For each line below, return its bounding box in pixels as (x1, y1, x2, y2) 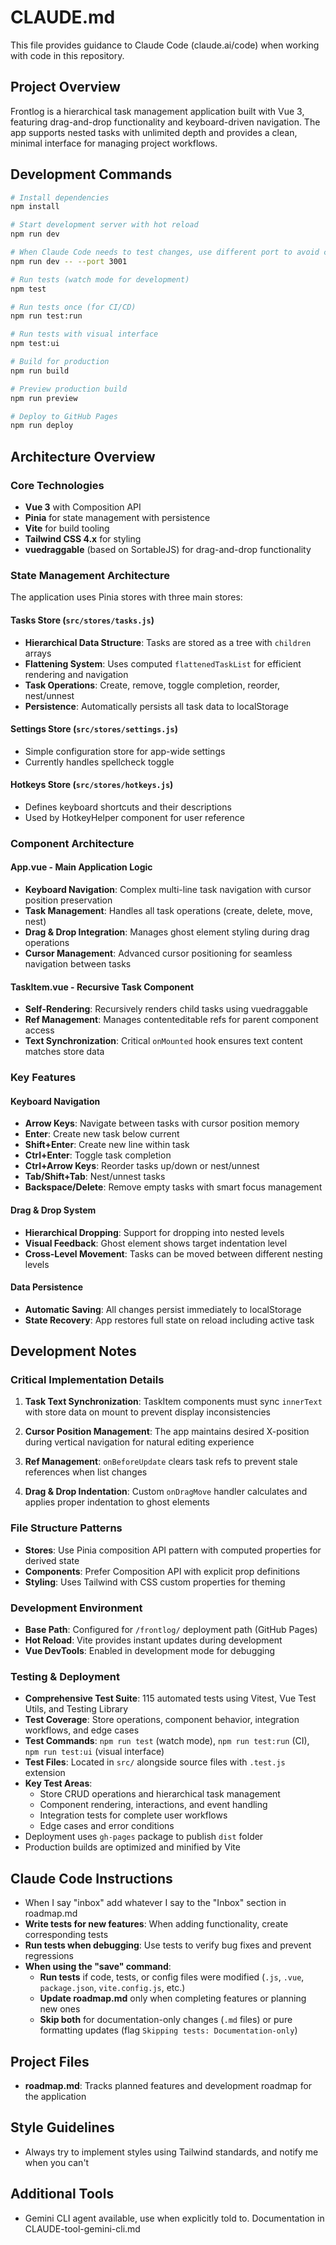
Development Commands (10, 166, 173, 183)
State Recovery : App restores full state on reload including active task (24, 1314, 315, 1326)
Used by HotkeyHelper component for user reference (24, 811, 245, 823)
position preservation (24, 894, 113, 906)
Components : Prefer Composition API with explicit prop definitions (24, 1565, 301, 1577)
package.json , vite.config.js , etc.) (39, 1982, 186, 1994)
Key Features (10, 1071, 77, 1085)
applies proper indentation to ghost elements (24, 1496, 210, 1508)
